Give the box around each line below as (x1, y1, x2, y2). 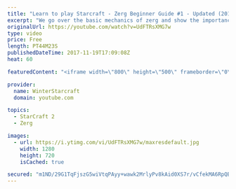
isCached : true (20, 158, 65, 165)
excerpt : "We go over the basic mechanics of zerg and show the (7, 17, 199, 24)
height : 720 (20, 152, 55, 159)
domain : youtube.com (13, 94, 74, 101)
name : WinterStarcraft (13, 87, 80, 94)
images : (7, 132, 30, 139)
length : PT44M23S (7, 43, 58, 50)
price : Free (7, 36, 42, 43)
